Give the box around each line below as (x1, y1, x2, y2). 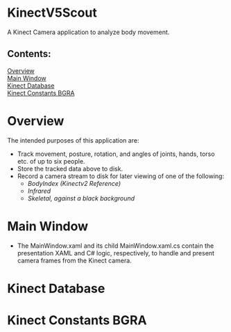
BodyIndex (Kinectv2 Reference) (27, 179, 121, 187)
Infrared (27, 187, 51, 195)
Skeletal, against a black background (27, 193, 135, 203)
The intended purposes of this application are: (7, 136, 139, 144)
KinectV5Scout (7, 5, 97, 21)
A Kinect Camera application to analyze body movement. (7, 28, 170, 36)
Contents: (7, 48, 51, 60)
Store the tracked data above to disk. (17, 164, 123, 173)
